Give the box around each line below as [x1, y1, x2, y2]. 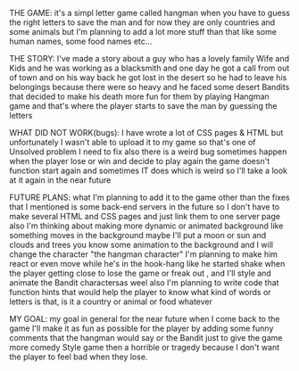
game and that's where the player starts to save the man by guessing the [9, 101, 278, 111]
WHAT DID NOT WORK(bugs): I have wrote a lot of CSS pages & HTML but [9, 128, 284, 137]
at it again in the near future [9, 175, 112, 185]
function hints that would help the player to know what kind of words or [9, 287, 271, 297]
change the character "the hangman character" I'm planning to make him [9, 249, 278, 260]
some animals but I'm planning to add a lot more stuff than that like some [9, 27, 277, 37]
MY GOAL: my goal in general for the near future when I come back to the [9, 314, 280, 324]
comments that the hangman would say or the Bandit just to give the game [9, 333, 283, 342]
